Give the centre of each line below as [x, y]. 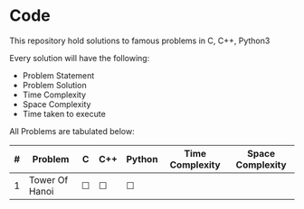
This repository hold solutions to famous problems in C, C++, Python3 [140, 41]
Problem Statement [58, 75]
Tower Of [48, 179]
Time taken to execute [64, 114]
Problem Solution [55, 85]
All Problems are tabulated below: [72, 131]
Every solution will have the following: [80, 58]
